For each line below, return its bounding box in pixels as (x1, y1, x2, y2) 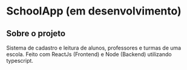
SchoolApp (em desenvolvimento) (6, 4, 182, 18)
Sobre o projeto (6, 28, 65, 39)
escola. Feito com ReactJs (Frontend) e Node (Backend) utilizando (6, 51, 172, 58)
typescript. (6, 57, 33, 64)
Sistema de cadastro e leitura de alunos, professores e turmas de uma (6, 44, 182, 51)
